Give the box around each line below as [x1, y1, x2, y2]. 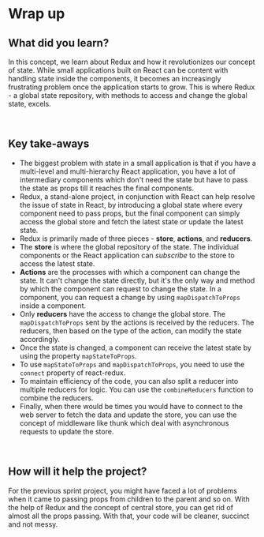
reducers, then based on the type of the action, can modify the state [19, 325, 242, 336]
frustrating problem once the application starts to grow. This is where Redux [8, 82, 255, 92]
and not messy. [8, 519, 58, 529]
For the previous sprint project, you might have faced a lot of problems [8, 486, 238, 495]
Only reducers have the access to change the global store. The [19, 309, 226, 318]
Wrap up [8, 5, 65, 23]
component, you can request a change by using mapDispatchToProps [19, 292, 240, 302]
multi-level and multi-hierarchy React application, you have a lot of [19, 167, 236, 176]
